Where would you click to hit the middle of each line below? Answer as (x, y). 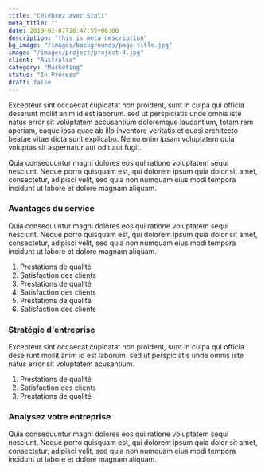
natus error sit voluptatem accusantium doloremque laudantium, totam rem (131, 122)
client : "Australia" (43, 60)
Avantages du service (51, 209)
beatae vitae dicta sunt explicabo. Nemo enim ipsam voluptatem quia (121, 138)
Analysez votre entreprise (60, 417)
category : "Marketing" (46, 68)
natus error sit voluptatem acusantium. (72, 364)
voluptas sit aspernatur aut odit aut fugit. (75, 147)
